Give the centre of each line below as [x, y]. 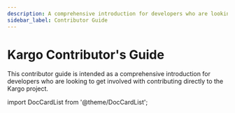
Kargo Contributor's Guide [86, 55]
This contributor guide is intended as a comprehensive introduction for [109, 74]
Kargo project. [28, 89]
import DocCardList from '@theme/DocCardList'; [78, 103]
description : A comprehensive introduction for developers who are [108, 14]
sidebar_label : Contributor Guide [58, 20]
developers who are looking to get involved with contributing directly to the [115, 82]
